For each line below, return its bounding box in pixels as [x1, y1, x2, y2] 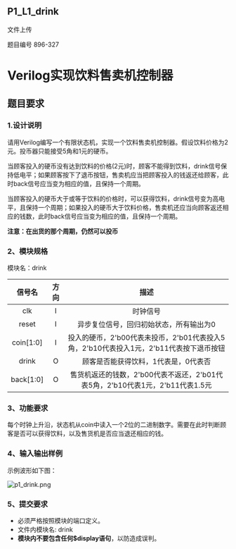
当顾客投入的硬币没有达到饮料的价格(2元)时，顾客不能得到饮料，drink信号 [7, 161, 221, 170]
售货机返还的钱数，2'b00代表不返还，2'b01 [70, 369, 216, 379]
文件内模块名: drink [17, 525, 74, 533]
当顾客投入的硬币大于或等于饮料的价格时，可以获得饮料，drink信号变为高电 [7, 194, 225, 203]
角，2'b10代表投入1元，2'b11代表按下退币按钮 [67, 343, 225, 353]
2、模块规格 [7, 246, 48, 256]
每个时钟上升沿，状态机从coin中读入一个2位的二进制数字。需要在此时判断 [7, 421, 221, 429]
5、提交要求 [7, 499, 48, 509]
